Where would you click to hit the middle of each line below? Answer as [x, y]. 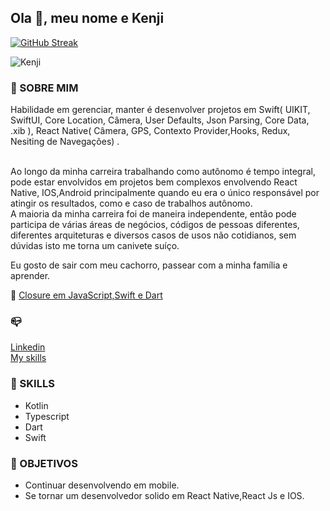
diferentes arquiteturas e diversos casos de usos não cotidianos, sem [153, 235]
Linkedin [28, 347]
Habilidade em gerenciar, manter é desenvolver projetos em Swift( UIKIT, [160, 110]
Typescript [47, 416]
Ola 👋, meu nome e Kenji [87, 18]
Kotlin [36, 405]
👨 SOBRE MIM [44, 88]
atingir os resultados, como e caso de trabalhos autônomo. [131, 203]
